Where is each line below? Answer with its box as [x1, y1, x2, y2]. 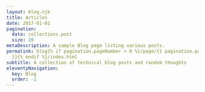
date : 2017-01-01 [6, 20, 51, 26]
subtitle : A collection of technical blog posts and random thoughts [6, 59, 187, 65]
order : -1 [12, 76, 37, 82]
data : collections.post [12, 31, 72, 38]
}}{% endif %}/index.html [12, 54, 78, 60]
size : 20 [12, 37, 34, 43]
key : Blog [12, 71, 37, 77]
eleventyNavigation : [6, 65, 59, 71]
